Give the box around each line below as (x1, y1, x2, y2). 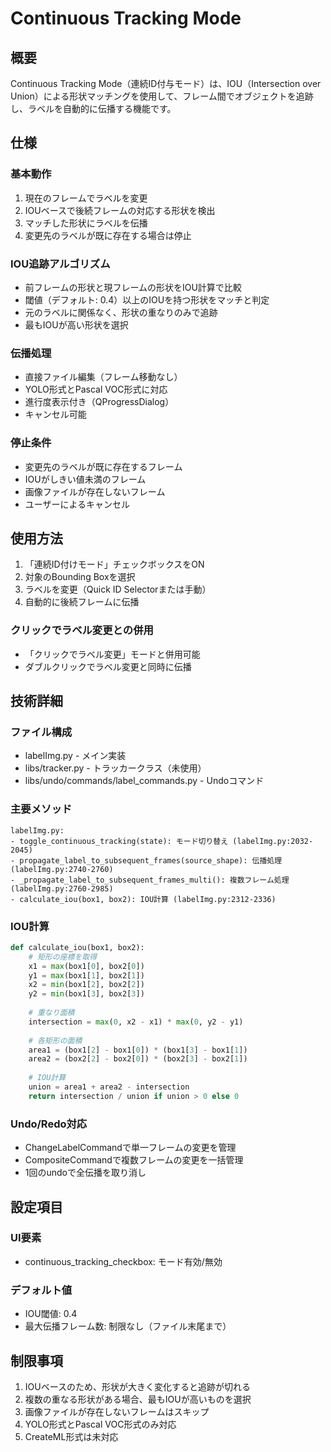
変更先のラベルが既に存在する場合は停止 (24, 229, 192, 241)
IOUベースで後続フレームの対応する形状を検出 (24, 204, 216, 216)
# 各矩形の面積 (28, 1035, 83, 1046)
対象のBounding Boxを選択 (24, 571, 136, 583)
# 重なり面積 (28, 1008, 75, 1018)
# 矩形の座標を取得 (28, 952, 98, 962)
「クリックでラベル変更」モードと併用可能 (24, 648, 201, 660)
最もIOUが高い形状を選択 (24, 318, 129, 331)
